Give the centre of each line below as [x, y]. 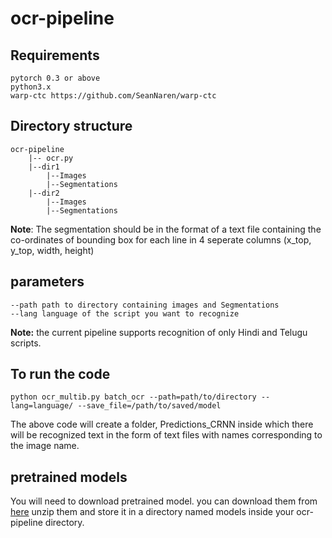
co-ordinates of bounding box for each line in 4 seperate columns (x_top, [161, 239]
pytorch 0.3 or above [55, 78]
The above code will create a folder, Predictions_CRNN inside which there [162, 424]
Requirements [55, 55]
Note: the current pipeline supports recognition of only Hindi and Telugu [159, 332]
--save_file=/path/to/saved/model [149, 406]
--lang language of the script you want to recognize [125, 313]
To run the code [60, 374]
